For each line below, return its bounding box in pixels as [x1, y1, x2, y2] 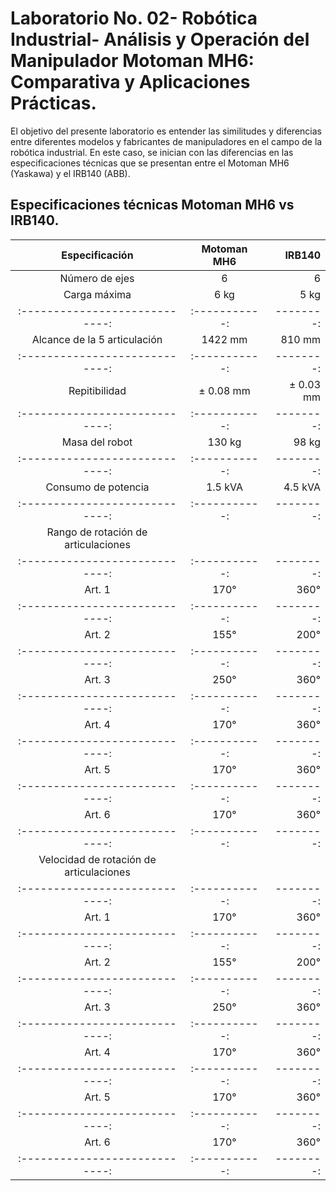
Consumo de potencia [45, 480, 150, 494]
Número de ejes [59, 271, 135, 285]
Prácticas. [10, 92, 97, 115]
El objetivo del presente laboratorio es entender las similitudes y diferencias [10, 125, 322, 137]
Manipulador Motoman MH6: [10, 50, 255, 72]
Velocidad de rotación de [38, 852, 157, 866]
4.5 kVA [283, 480, 321, 494]
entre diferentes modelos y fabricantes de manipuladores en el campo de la [10, 135, 323, 147]
